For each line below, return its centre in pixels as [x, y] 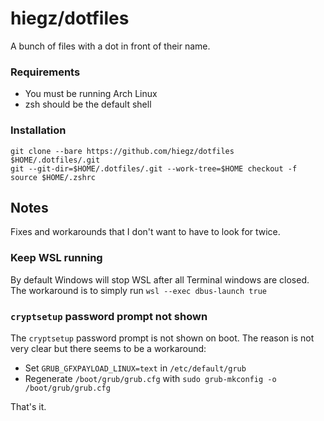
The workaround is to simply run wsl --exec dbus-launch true [138, 290]
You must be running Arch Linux [91, 94]
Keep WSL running [56, 258]
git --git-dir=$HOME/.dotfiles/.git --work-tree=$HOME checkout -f [154, 168]
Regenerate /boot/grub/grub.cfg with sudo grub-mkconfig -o [150, 378]
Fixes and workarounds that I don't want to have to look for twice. [145, 232]
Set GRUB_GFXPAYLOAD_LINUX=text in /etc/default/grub [135, 368]
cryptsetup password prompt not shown [109, 316]
